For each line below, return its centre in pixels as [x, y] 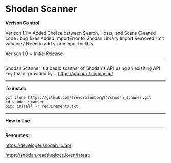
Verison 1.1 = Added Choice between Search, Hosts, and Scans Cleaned [81, 33]
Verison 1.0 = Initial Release [34, 53]
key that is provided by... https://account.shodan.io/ [59, 73]
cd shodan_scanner [25, 102]
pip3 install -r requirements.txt [42, 106]
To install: [16, 88]
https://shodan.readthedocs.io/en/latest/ [48, 155]
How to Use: [19, 121]
